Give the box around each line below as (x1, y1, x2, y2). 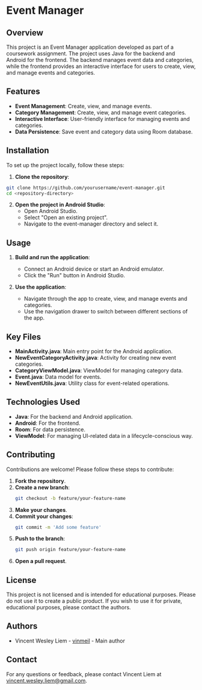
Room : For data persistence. (14, 425, 86, 433)
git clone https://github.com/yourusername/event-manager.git (6, 185, 165, 191)
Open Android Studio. (23, 208, 78, 215)
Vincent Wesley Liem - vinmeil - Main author (14, 637, 125, 644)
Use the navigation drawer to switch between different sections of (23, 308, 188, 315)
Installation (6, 146, 49, 156)
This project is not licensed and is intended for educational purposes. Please (6, 591, 196, 599)
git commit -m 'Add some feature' (14, 524, 102, 530)
